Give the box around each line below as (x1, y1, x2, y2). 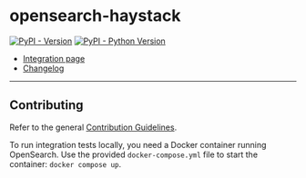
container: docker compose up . (9, 158, 121, 169)
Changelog (22, 63, 65, 74)
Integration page (22, 53, 86, 64)
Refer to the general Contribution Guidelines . (9, 122, 178, 133)
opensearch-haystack (9, 5, 181, 26)
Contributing (9, 97, 84, 114)
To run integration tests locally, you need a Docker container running (9, 139, 267, 150)
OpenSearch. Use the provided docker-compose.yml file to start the (9, 149, 258, 160)
